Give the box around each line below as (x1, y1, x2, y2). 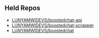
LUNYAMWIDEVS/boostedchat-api (11, 17, 82, 23)
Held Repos (4, 4, 41, 12)
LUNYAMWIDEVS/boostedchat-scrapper (11, 22, 94, 28)
